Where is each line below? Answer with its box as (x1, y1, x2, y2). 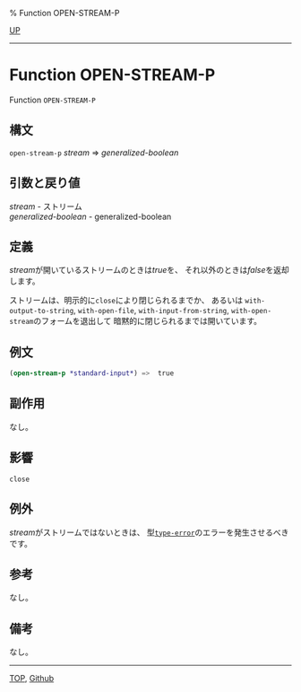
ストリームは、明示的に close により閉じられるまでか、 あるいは (9, 295, 244, 306)
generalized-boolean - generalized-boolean (9, 211, 172, 222)
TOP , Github (9, 673, 55, 684)
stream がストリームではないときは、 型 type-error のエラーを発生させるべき (9, 527, 289, 538)
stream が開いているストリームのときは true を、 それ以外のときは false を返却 (9, 265, 289, 276)
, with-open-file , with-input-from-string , (73, 305, 230, 316)
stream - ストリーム (9, 201, 82, 212)
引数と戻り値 (9, 175, 81, 191)
